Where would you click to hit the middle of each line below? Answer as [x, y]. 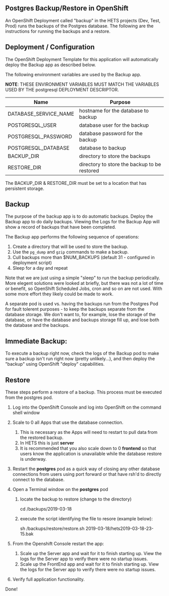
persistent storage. [25, 188]
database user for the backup [114, 125]
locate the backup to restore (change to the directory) [76, 499]
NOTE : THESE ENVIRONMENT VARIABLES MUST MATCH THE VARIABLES [82, 84]
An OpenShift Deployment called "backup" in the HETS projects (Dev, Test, [83, 20]
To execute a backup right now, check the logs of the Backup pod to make [82, 354]
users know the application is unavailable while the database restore [91, 454]
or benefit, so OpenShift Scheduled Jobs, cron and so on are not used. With [84, 289]
